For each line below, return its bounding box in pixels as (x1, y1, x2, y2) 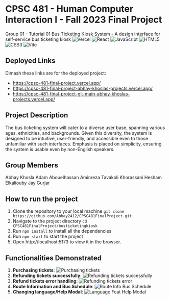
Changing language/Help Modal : (12, 289, 83, 295)
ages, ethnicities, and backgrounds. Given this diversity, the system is (5, 130, 152, 136)
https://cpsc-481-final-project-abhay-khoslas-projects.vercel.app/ (12, 85, 153, 91)
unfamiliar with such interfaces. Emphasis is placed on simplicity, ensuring (5, 141, 162, 147)
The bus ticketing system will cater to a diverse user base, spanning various (5, 124, 165, 131)
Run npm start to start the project (12, 233, 83, 240)
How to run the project (5, 194, 78, 203)
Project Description (5, 111, 68, 120)
